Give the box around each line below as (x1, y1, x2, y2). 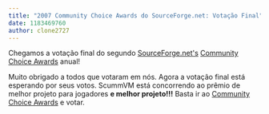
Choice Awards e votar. (8, 97, 86, 108)
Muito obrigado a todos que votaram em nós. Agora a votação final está (8, 73, 246, 82)
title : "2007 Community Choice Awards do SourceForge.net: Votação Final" (8, 11, 263, 20)
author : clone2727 (8, 26, 70, 34)
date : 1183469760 (8, 19, 66, 27)
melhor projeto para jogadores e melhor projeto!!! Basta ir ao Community (8, 89, 251, 99)
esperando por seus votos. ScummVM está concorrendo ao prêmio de (8, 81, 241, 90)
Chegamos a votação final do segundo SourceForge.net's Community (8, 49, 239, 58)
